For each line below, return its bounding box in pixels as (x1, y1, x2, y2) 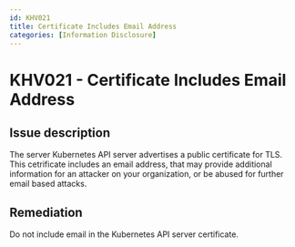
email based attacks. (9, 179, 87, 190)
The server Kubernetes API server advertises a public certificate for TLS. (9, 149, 283, 160)
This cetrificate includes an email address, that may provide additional (9, 159, 273, 170)
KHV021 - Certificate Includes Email (9, 69, 287, 90)
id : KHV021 (9, 13, 51, 23)
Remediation (9, 204, 84, 220)
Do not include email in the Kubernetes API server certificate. (9, 229, 239, 240)
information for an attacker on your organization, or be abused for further (9, 169, 284, 180)
